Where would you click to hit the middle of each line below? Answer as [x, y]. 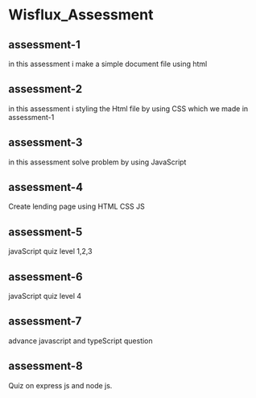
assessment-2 [45, 89]
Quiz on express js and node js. [60, 385]
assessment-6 [45, 277]
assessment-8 [45, 366]
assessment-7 [45, 321]
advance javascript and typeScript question [81, 341]
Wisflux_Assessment [81, 15]
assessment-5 [45, 232]
